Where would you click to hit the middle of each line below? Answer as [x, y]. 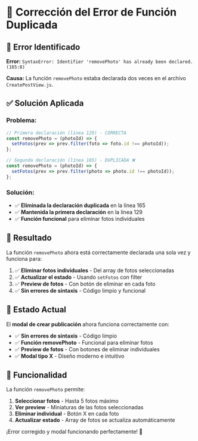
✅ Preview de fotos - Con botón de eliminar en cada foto [85, 284]
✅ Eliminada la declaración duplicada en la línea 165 [80, 205]
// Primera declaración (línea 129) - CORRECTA [66, 133]
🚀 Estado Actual [36, 310]
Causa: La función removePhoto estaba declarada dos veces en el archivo [96, 78]
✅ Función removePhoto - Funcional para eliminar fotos [84, 342]
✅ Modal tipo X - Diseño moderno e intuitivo [69, 356]
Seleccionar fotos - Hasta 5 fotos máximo [67, 401]
